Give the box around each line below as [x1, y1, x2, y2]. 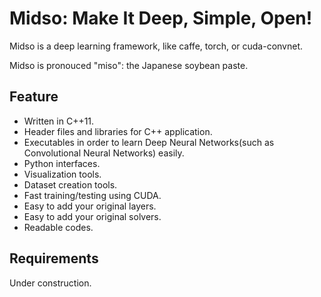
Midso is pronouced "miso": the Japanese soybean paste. [9, 59, 249, 71]
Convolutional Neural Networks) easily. [23, 147, 185, 159]
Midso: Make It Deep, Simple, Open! [9, 7, 313, 30]
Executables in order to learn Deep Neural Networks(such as [23, 136, 275, 148]
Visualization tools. [23, 168, 102, 180]
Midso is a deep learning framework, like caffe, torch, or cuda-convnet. [9, 40, 304, 52]
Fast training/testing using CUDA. [23, 189, 162, 201]
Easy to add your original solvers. [23, 210, 162, 222]
